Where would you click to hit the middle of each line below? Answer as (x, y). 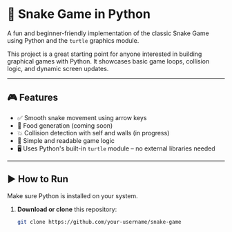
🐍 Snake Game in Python (79, 14)
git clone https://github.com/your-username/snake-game (99, 222)
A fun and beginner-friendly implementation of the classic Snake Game (108, 33)
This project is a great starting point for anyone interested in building (105, 54)
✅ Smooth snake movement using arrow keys (82, 117)
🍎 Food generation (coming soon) (65, 125)
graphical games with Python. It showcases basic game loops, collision (108, 61)
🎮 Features (33, 98)
